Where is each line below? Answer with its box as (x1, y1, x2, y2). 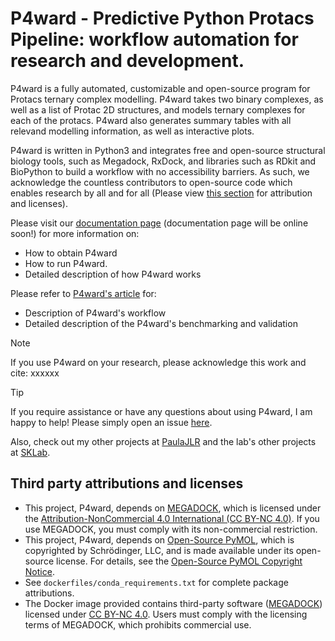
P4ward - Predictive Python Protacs (10, 7, 315, 30)
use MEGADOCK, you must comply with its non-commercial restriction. (24, 523, 318, 535)
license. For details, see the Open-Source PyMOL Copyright (55, 555, 303, 567)
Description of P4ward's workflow (24, 307, 167, 319)
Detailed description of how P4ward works (24, 268, 202, 280)
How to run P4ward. (24, 257, 108, 269)
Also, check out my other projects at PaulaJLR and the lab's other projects (10, 435, 317, 447)
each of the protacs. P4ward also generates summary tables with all (10, 114, 292, 126)
